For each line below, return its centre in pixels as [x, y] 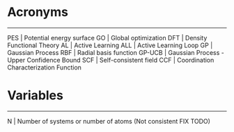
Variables [36, 96]
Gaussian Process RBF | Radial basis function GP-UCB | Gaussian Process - [116, 52]
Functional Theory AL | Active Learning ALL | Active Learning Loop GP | [110, 45]
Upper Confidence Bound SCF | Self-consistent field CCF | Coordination [111, 60]
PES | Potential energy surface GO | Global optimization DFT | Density [107, 38]
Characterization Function [45, 67]
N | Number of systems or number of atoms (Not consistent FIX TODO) [109, 121]
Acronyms [38, 12]
